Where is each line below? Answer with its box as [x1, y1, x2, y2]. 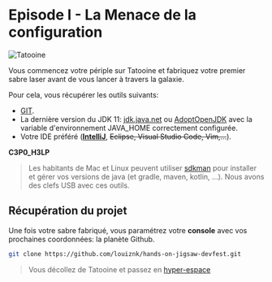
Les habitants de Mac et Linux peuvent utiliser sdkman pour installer [28, 163, 257, 172]
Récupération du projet [8, 204, 127, 218]
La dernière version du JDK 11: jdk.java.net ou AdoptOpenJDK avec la [19, 114, 253, 124]
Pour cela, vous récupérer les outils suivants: [8, 89, 159, 99]
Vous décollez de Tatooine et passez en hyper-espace [28, 264, 211, 274]
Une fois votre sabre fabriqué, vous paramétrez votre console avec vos [8, 225, 248, 235]
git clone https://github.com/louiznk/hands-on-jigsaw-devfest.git [8, 249, 242, 258]
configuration [8, 23, 103, 41]
